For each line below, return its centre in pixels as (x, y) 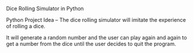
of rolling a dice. (26, 26)
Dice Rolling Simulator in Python (45, 9)
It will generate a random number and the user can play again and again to (97, 37)
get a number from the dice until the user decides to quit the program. (91, 44)
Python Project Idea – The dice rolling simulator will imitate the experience (96, 20)
